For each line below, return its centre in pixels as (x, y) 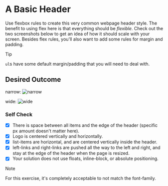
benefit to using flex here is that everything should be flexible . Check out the (84, 28)
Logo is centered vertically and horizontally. (58, 136)
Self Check (19, 114)
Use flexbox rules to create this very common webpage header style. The (81, 23)
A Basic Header (38, 9)
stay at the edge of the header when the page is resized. (71, 153)
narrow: (13, 92)
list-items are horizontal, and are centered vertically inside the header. (85, 142)
